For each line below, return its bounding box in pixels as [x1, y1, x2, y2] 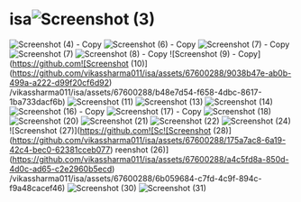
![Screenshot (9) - [169, 48, 236, 59]
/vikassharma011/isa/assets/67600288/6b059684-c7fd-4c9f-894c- [9, 172, 263, 184]
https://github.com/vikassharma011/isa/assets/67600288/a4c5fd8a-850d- [12, 153, 289, 164]
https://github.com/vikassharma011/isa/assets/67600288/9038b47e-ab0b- [12, 68, 292, 78]
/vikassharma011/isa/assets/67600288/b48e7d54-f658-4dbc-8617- [9, 87, 262, 97]
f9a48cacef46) [9, 182, 66, 193]
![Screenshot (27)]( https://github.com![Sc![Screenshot [9, 124, 212, 135]
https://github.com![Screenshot [12, 58, 129, 69]
